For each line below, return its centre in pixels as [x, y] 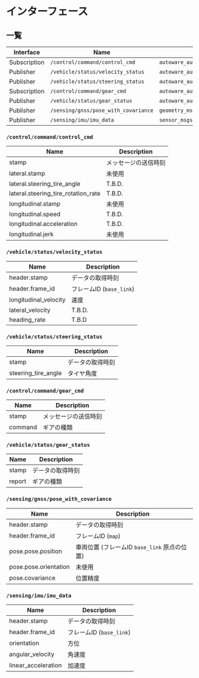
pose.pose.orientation [39, 567]
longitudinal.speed [35, 215]
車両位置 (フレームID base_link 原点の [129, 547]
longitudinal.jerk [31, 234]
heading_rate [28, 319]
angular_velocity [32, 654]
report [18, 481]
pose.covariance [32, 578]
